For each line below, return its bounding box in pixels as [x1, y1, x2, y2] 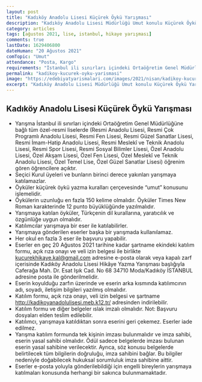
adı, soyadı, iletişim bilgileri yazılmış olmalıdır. [14, 286, 127, 293]
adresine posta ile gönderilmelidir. [14, 273, 99, 280]
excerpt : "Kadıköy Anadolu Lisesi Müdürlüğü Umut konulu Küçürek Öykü [6, 82, 187, 88]
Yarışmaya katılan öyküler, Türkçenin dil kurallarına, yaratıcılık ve [14, 209, 174, 217]
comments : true [6, 37, 44, 43]
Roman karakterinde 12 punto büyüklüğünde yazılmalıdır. [14, 203, 155, 210]
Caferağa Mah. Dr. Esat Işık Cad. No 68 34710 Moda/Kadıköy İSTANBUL [14, 266, 194, 274]
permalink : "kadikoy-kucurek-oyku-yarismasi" [6, 70, 122, 76]
